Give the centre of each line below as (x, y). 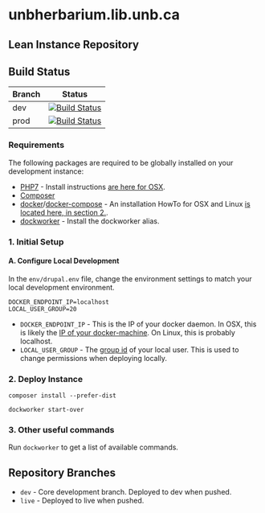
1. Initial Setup (36, 241)
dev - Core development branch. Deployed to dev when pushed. (126, 492)
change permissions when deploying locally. (93, 358)
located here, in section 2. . (64, 212)
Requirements (37, 145)
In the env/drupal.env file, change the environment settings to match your (130, 278)
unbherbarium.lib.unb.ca (94, 15)
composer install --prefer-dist (62, 396)
